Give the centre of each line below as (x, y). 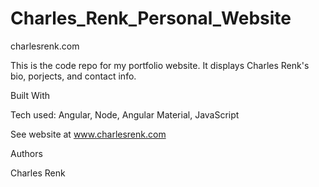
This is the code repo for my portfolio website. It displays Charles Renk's (160, 65)
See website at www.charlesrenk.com (88, 134)
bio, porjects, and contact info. (73, 76)
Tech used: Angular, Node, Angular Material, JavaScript (125, 114)
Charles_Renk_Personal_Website (151, 18)
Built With (30, 95)
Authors (26, 153)
